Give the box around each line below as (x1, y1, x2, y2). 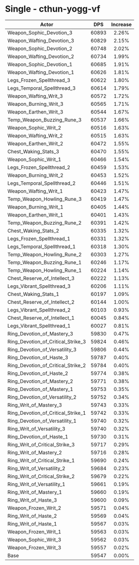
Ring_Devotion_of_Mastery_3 (7, 330, 74, 337)
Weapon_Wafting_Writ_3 (7, 93, 63, 99)
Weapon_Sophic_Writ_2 (7, 124, 62, 131)
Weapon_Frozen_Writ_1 (7, 528, 62, 535)
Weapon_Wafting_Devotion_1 (7, 69, 74, 76)
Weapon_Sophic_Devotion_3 (7, 29, 73, 36)
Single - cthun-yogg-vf (5, 3, 101, 15)
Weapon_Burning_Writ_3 (7, 100, 64, 107)
